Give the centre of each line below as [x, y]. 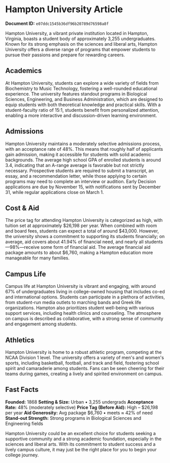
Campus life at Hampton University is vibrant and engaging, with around [81, 286]
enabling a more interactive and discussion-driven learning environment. [81, 115]
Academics [24, 71]
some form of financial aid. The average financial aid [95, 247]
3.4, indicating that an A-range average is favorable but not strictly [75, 165]
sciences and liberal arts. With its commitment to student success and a [80, 444]
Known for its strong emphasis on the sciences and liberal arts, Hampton [81, 44]
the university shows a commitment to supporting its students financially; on [85, 237]
